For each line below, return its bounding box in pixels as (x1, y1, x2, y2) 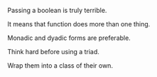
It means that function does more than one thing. (7, 20, 151, 28)
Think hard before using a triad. (7, 48, 99, 56)
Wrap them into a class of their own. (7, 61, 114, 70)
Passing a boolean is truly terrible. (7, 6, 107, 14)
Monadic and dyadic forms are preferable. (7, 34, 131, 42)
